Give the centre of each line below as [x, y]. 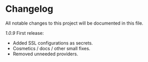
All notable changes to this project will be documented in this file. [75, 23]
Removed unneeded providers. [45, 54]
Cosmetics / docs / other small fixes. [52, 48]
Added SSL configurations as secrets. [53, 43]
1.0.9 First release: [25, 33]
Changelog [29, 9]
